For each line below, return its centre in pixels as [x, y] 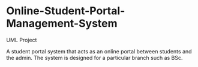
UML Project [22, 40]
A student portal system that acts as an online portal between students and [99, 51]
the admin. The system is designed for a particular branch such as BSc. [94, 58]
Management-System [62, 23]
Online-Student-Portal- [66, 11]
